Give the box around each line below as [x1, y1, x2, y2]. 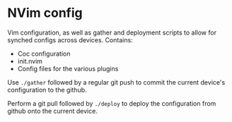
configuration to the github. [7, 85, 87, 94]
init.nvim [17, 56, 43, 65]
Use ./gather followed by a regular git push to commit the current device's [7, 78, 226, 86]
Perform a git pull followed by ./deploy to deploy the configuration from [7, 99, 216, 107]
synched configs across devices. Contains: [7, 35, 133, 44]
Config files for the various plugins [17, 64, 119, 73]
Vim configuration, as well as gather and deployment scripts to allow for [7, 28, 217, 37]
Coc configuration [17, 49, 71, 58]
